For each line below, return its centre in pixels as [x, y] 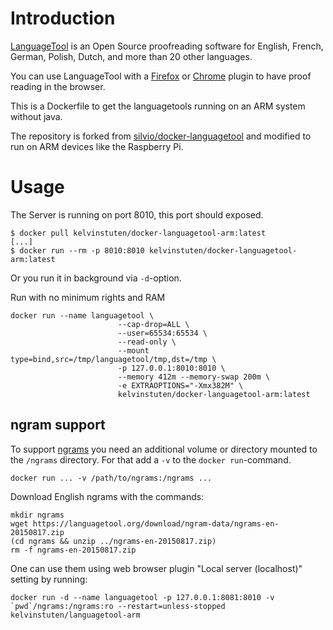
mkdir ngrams [37, 515]
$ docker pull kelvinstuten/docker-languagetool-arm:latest [138, 233]
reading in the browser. [58, 86]
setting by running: [49, 579]
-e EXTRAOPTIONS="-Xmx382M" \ [180, 385]
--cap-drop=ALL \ [153, 324]
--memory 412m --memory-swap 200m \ [194, 377]
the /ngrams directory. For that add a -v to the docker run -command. [151, 459]
